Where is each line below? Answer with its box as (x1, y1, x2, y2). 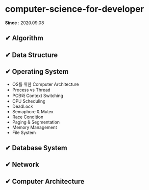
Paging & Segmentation (12, 119, 60, 125)
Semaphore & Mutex (12, 108, 54, 114)
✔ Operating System (5, 67, 69, 76)
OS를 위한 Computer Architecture (12, 81, 79, 87)
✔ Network (5, 160, 39, 169)
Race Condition (12, 114, 44, 120)
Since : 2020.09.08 (5, 20, 44, 26)
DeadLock (12, 103, 33, 109)
